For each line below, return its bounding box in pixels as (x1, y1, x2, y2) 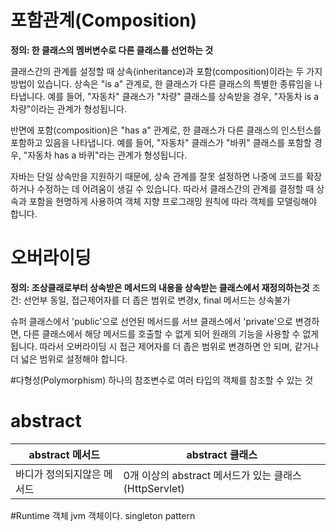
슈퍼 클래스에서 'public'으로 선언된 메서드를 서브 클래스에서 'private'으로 (10, 315, 293, 327)
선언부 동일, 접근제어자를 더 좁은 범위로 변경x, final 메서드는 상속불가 (23, 294, 291, 306)
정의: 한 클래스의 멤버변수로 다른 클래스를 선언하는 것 (10, 44, 214, 56)
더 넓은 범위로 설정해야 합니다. (10, 352, 128, 365)
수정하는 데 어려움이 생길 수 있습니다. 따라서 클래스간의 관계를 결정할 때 (36, 182, 315, 195)
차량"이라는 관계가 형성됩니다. (10, 102, 127, 115)
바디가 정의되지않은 (15, 467, 102, 481)
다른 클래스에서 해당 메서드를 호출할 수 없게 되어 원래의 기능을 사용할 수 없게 (23, 327, 320, 340)
